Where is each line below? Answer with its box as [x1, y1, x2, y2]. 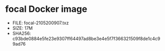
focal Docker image [5, 3, 87, 15]
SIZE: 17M [12, 25, 33, 31]
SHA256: [12, 30, 31, 36]
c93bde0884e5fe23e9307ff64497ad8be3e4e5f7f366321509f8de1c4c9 [12, 36, 161, 42]
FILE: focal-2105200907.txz [12, 20, 69, 26]
